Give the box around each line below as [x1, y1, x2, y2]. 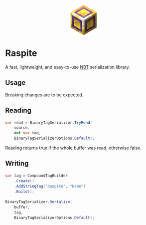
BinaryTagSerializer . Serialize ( [5, 200, 72, 205]
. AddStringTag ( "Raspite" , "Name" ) [14, 184, 86, 189]
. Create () [14, 178, 35, 184]
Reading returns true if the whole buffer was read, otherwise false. [5, 145, 142, 151]
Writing [5, 159, 29, 168]
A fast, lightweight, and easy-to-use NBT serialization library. [5, 64, 131, 70]
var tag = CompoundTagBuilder [5, 173, 68, 178]
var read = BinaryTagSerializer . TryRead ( [5, 120, 93, 125]
